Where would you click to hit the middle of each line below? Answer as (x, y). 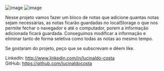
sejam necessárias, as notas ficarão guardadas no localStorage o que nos (81, 23)
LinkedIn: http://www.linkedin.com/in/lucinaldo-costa (60, 58)
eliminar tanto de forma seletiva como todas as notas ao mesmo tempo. (79, 38)
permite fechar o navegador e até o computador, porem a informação (77, 28)
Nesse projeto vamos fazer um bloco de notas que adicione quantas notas (82, 17)
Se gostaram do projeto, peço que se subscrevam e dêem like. (70, 48)
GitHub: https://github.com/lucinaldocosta (49, 63)
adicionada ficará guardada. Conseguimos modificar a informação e (76, 33)
